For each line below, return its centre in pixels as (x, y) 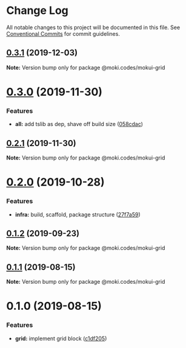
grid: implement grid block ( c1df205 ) (61, 338)
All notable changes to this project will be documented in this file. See (93, 27)
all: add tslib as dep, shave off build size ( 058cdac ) (79, 124)
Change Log (37, 11)
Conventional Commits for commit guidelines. (63, 33)
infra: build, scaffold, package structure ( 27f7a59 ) (78, 214)
